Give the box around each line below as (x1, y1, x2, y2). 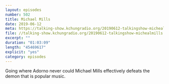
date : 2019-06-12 (5, 21, 42, 27)
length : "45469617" (5, 45, 46, 50)
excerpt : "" (5, 36, 30, 41)
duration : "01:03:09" (5, 40, 51, 45)
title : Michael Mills (5, 17, 51, 22)
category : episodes (5, 54, 46, 59)
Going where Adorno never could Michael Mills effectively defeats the (5, 68, 150, 74)
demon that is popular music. (5, 73, 66, 79)
